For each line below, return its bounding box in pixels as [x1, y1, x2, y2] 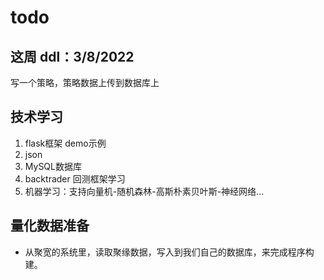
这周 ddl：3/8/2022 [10, 48, 135, 65]
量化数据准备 [10, 217, 90, 235]
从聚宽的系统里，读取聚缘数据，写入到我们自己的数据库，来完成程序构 [24, 246, 315, 258]
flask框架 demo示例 [24, 137, 107, 149]
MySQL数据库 [24, 160, 82, 172]
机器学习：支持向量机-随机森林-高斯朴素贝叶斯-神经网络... [24, 185, 265, 197]
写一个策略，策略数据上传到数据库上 [10, 77, 160, 88]
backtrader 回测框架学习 [24, 172, 126, 185]
